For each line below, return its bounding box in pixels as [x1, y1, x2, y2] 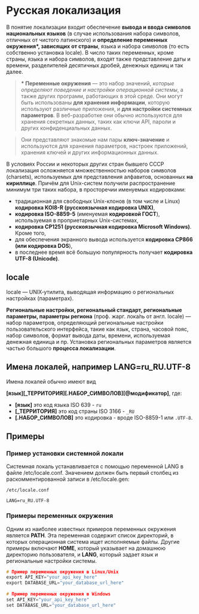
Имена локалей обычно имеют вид [6, 378, 96, 385]
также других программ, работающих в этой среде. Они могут [20, 92, 183, 100]
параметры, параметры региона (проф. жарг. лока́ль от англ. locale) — [6, 313, 191, 320]
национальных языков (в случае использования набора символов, [6, 29, 180, 37]
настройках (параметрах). [6, 295, 74, 302]
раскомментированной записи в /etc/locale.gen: [6, 475, 130, 483]
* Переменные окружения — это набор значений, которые [20, 79, 174, 87]
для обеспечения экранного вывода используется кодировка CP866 [14, 235, 193, 243]
